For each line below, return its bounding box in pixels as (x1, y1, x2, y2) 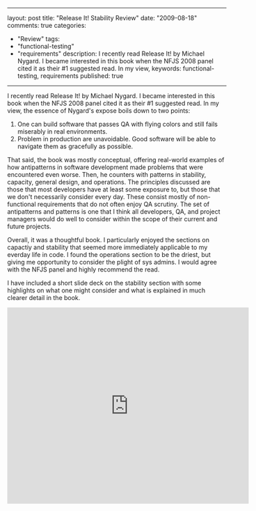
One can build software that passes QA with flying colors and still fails (17, 120, 218, 128)
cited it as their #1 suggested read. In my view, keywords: (17, 64, 182, 72)
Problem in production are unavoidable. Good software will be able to (17, 135, 216, 143)
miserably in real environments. (17, 127, 108, 136)
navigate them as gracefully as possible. (17, 142, 134, 150)
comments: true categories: (7, 22, 87, 29)
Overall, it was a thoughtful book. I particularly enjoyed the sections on (7, 236, 210, 244)
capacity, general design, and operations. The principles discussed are (7, 178, 211, 186)
